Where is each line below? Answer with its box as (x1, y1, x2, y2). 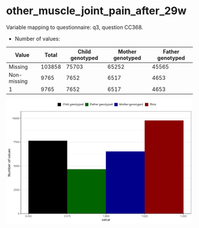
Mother (118, 48, 137, 56)
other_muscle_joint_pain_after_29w (6, 4, 187, 18)
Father (162, 48, 179, 56)
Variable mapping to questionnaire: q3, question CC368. (6, 24, 143, 31)
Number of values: (14, 35, 60, 42)
